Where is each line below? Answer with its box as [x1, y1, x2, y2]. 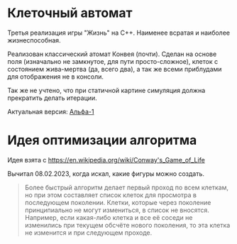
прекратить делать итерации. [7, 94, 97, 102]
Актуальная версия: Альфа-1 [7, 107, 94, 116]
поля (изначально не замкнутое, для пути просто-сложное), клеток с [7, 57, 219, 65]
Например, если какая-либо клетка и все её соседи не [24, 213, 193, 221]
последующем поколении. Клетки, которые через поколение [24, 198, 211, 206]
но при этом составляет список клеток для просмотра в [24, 190, 197, 199]
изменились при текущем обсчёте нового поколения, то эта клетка [24, 221, 231, 229]
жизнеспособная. [7, 35, 62, 44]
